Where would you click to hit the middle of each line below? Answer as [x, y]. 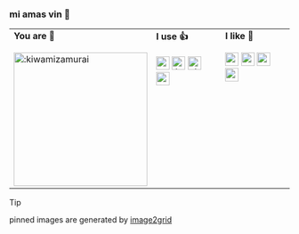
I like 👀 [239, 36]
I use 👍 [172, 36]
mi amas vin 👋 [40, 14]
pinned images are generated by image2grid [91, 220]
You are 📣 [34, 36]
